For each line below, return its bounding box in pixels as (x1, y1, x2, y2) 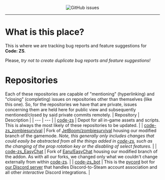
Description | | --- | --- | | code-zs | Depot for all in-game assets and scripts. (5, 117, 160, 123)
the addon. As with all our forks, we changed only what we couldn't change (5, 153, 158, 159)
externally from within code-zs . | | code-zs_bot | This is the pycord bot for (5, 159, 155, 165)
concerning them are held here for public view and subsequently (5, 106, 136, 113)
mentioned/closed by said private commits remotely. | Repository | (5, 112, 140, 118)
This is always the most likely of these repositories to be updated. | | (5, 122, 143, 128)
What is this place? (5, 27, 84, 38)
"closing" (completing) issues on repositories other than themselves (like (5, 96, 152, 102)
